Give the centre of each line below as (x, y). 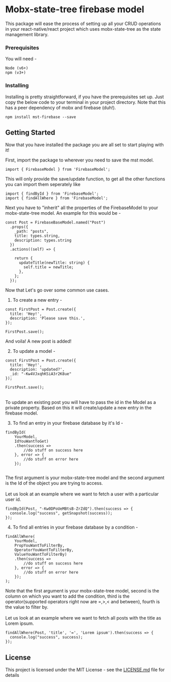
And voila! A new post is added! (38, 342)
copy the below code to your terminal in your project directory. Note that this (85, 102)
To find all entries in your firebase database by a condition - (75, 527)
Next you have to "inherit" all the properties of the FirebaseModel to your (82, 208)
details (12, 675)
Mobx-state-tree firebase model (75, 9)
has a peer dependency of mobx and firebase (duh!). (61, 107)
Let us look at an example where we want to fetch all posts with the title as (83, 618)
